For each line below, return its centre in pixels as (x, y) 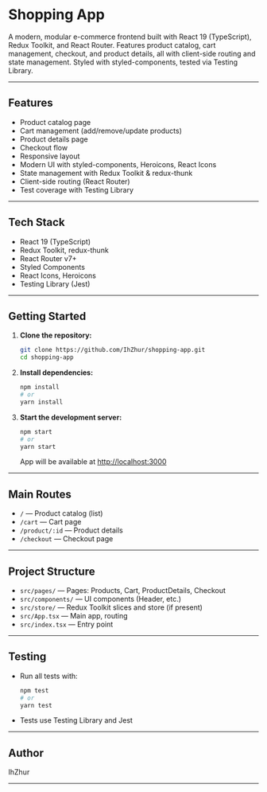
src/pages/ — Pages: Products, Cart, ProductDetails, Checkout (123, 590)
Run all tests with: (48, 676)
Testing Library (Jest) (55, 283)
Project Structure (52, 571)
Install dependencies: (56, 373)
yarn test (36, 705)
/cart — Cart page (50, 522)
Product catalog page (55, 122)
